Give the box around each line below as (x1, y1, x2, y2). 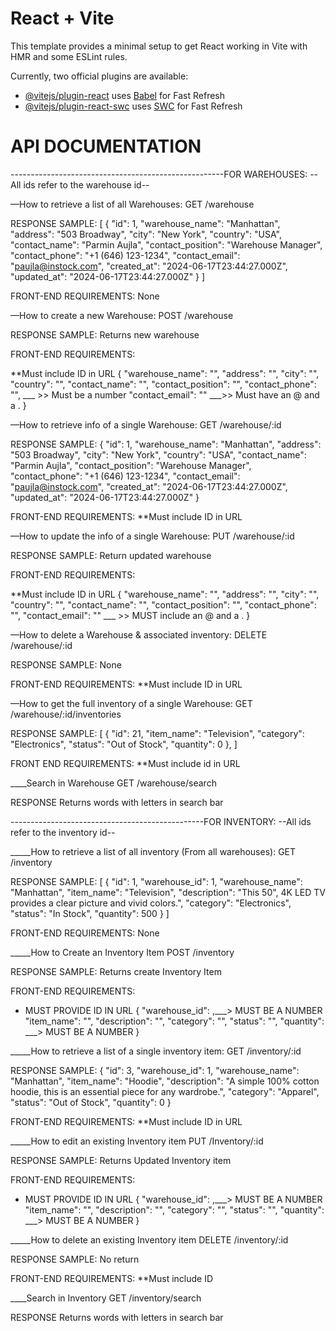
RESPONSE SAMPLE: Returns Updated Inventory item (10, 1154, 232, 1166)
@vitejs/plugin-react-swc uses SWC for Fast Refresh (24, 100, 243, 112)
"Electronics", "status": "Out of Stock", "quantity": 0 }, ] (10, 738, 238, 750)
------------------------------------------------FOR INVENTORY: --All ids (10, 815, 312, 827)
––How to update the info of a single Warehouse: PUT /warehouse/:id (10, 530, 295, 542)
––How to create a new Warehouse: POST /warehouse (10, 309, 234, 321)
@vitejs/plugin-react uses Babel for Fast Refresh (24, 89, 226, 101)
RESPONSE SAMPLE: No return (10, 1253, 140, 1265)
